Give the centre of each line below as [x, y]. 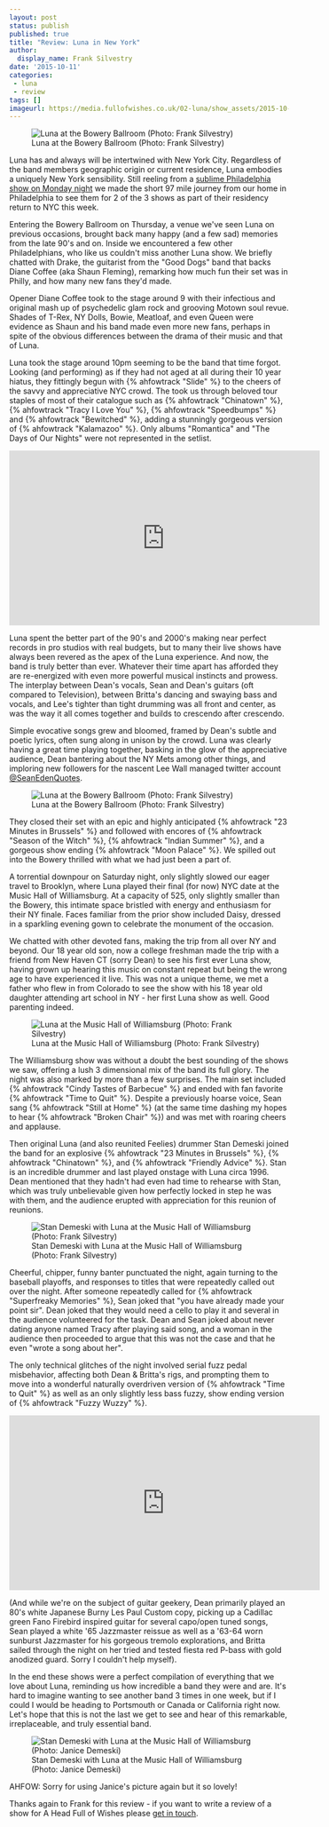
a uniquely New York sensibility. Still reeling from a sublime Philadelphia [140, 179]
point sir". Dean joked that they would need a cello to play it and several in [144, 1310]
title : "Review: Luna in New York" [75, 42]
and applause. [35, 1127]
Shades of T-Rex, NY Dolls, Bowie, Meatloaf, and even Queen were [132, 317]
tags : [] [25, 100]
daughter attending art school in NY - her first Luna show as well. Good [140, 998]
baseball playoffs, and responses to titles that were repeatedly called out [142, 1282]
